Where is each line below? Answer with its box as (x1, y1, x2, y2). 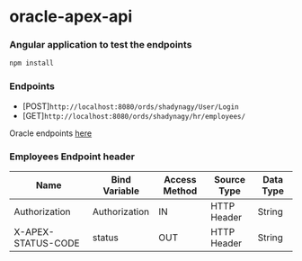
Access (163, 173, 197, 185)
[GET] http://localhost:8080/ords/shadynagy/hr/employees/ (22, 110, 245, 121)
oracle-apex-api (9, 6, 133, 27)
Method (163, 184, 198, 197)
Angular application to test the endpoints (9, 39, 192, 51)
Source (214, 173, 245, 185)
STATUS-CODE (13, 237, 80, 249)
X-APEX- (13, 225, 55, 238)
